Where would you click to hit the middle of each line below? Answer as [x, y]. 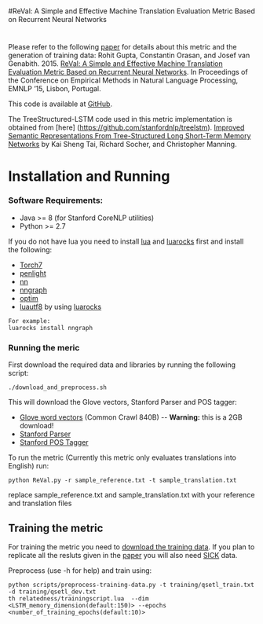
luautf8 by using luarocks [60, 306]
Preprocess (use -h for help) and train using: [80, 570]
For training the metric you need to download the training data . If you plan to [131, 547]
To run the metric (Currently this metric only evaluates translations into [122, 457]
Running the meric [44, 347]
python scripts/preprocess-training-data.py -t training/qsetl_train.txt [131, 585]
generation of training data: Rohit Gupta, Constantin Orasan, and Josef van [129, 55]
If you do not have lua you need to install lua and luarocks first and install [126, 241]
